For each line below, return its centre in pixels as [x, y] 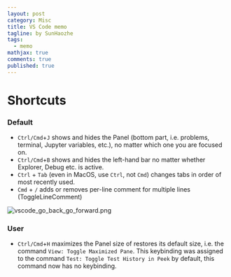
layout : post [26, 14]
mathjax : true [28, 53]
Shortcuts [37, 100]
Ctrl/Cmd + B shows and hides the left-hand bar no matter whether [111, 160]
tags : [15, 40]
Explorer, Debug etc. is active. [61, 167]
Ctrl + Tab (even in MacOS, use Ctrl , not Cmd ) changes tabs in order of [119, 175]
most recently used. [46, 182]
